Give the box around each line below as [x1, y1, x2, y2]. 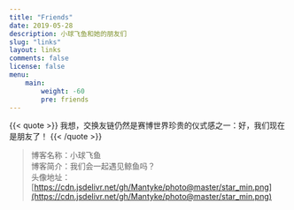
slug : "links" [9, 37, 62, 47]
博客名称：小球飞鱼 [30, 150, 102, 161]
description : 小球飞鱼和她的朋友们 [9, 29, 127, 38]
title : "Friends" [9, 12, 73, 22]
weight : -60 [41, 86, 86, 95]
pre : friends [41, 94, 89, 104]
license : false [9, 63, 66, 71]
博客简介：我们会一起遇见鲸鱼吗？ [30, 161, 156, 172]
